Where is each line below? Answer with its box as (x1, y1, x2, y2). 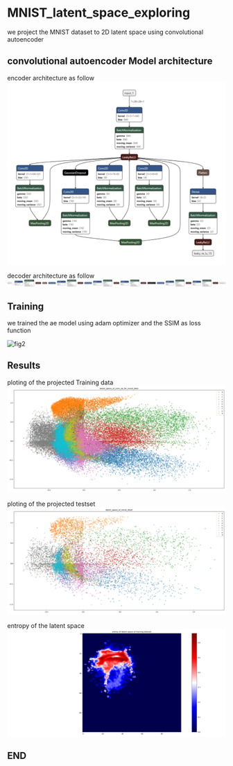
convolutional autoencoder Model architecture (7, 56, 213, 67)
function (7, 326, 31, 334)
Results (7, 359, 41, 372)
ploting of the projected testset (7, 500, 96, 508)
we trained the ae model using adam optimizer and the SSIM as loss (7, 319, 201, 327)
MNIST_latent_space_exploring (7, 5, 191, 21)
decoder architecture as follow (7, 272, 95, 280)
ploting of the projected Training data (7, 378, 114, 386)
